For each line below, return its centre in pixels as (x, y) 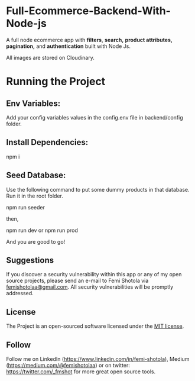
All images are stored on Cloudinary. (50, 57)
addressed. (20, 293)
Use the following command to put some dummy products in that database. (98, 189)
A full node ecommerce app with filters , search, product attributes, (89, 40)
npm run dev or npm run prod (42, 230)
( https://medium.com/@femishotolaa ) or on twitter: (68, 365)
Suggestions (30, 260)
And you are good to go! (36, 241)
